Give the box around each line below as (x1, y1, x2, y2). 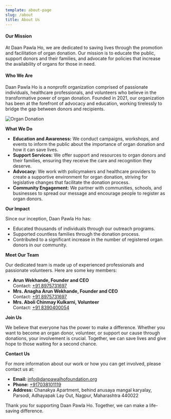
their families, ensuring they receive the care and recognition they (12, 157, 153, 163)
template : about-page (5, 7, 52, 13)
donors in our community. (12, 242, 68, 248)
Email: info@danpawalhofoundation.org (12, 376, 98, 382)
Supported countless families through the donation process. (12, 231, 140, 237)
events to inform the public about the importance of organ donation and (12, 141, 165, 147)
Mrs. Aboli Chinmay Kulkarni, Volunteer (12, 299, 99, 305)
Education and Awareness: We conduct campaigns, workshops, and (12, 136, 159, 142)
